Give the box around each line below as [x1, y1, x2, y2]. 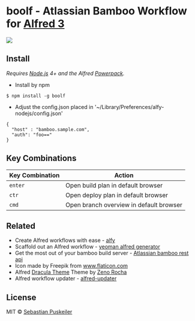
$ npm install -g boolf [6, 93, 66, 99]
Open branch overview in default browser [65, 201, 183, 209]
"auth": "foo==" [11, 132, 52, 138]
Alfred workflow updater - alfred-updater [14, 275, 117, 282]
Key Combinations [6, 153, 77, 163]
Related [6, 220, 36, 231]
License [6, 292, 37, 302]
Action [114, 171, 134, 179]
